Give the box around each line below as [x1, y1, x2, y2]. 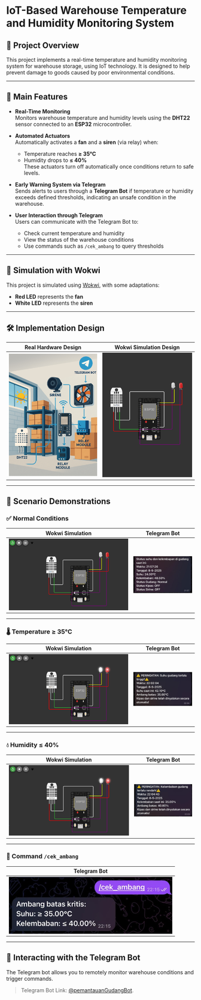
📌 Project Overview [6, 40, 80, 50]
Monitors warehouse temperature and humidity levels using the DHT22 [14, 114, 190, 121]
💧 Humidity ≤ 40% [6, 741, 59, 749]
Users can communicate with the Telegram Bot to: [14, 218, 139, 225]
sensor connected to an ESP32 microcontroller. [14, 121, 132, 128]
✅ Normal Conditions [6, 514, 69, 522]
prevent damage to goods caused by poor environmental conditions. [6, 69, 175, 76]
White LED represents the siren [14, 299, 93, 307]
